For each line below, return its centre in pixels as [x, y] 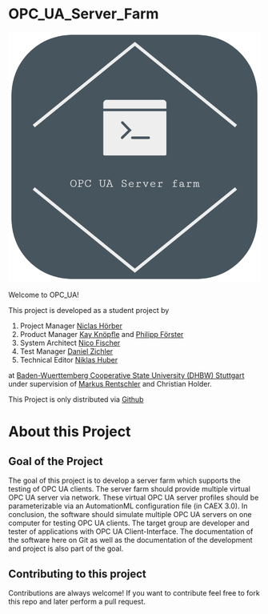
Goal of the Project [56, 461]
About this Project [70, 432]
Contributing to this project [77, 574]
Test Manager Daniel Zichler [66, 351]
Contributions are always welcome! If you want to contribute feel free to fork [134, 593]
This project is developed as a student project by [89, 311]
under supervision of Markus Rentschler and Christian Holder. [110, 384]
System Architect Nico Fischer [70, 343]
